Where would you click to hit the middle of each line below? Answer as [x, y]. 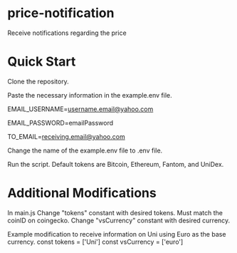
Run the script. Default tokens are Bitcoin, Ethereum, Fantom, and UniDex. [116, 164]
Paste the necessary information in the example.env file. [90, 95]
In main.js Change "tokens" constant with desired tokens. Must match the [115, 212]
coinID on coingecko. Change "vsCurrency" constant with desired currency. [119, 220]
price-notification [61, 13]
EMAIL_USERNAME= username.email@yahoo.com [80, 109]
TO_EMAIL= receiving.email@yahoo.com [67, 136]
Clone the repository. [38, 81]
